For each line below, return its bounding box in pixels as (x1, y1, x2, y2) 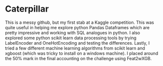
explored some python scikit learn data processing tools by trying (5, 35, 137, 41)
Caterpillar (5, 3, 49, 15)
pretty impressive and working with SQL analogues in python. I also (5, 30, 140, 35)
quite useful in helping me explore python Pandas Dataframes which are (5, 24, 150, 30)
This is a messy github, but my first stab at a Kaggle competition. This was (5, 19, 154, 25)
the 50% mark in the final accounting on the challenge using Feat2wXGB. (5, 55, 152, 61)
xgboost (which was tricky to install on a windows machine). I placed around (5, 50, 158, 56)
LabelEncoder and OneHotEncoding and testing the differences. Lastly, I (5, 40, 150, 46)
